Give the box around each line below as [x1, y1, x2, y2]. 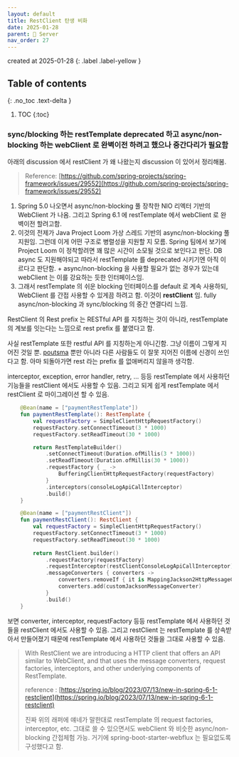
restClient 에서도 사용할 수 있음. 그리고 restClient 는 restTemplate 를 [20, 626, 213, 634]
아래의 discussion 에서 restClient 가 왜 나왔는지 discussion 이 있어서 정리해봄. [7, 158, 227, 166]
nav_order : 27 [7, 37, 50, 44]
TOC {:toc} [17, 110, 50, 119]
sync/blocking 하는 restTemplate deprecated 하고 [7, 129, 180, 139]
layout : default [7, 10, 55, 18]
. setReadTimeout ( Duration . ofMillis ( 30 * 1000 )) [45, 457, 190, 464]
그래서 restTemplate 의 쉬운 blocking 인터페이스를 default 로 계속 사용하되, [17, 282, 228, 291]
